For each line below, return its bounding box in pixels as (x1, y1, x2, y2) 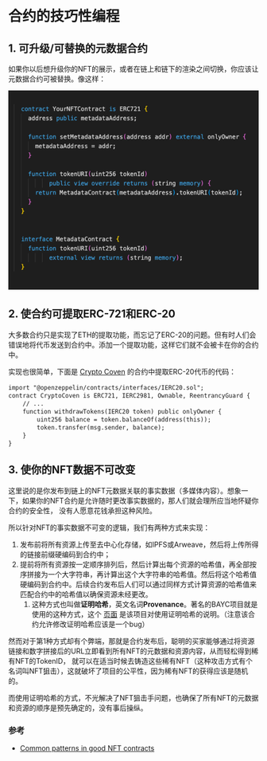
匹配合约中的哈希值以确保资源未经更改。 (19, 589, 153, 598)
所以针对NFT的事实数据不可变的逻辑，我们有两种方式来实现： (8, 523, 211, 532)
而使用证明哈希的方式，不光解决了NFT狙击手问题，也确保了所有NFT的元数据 (8, 692, 259, 702)
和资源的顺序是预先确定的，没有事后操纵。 (8, 703, 148, 712)
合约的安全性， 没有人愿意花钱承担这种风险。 (8, 505, 157, 515)
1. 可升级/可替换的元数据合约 (8, 41, 149, 55)
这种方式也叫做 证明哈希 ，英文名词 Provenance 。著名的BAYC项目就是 (31, 599, 258, 609)
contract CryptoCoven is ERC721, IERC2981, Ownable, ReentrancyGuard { (8, 391, 250, 399)
